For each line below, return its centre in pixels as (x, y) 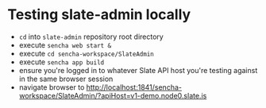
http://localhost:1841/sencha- (134, 87)
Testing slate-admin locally (99, 15)
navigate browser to (52, 87)
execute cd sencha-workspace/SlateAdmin (86, 53)
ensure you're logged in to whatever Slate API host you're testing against (138, 70)
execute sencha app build (62, 62)
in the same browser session (66, 79)
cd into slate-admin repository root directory (91, 37)
